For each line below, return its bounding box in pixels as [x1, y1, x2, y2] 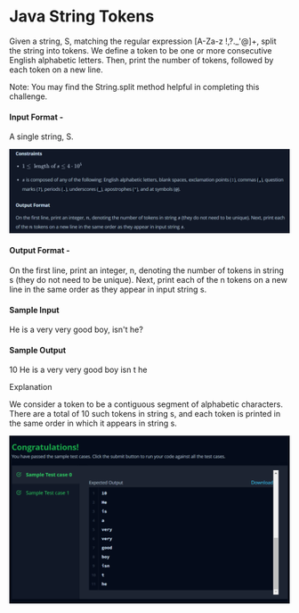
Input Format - [9, 112, 64, 122]
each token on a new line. [9, 64, 104, 75]
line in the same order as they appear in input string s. [9, 284, 207, 294]
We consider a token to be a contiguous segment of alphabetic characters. [9, 399, 283, 410]
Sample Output [9, 344, 67, 355]
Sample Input [9, 304, 60, 315]
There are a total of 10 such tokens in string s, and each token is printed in [9, 409, 281, 419]
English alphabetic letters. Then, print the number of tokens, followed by [9, 54, 274, 65]
